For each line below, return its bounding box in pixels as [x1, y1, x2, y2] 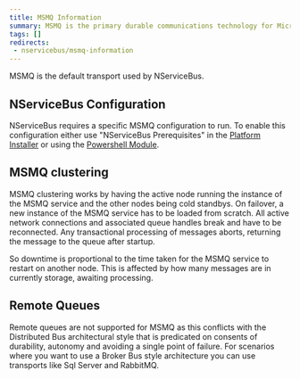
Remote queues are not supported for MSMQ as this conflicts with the [9, 322, 267, 333]
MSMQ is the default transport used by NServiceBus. [9, 70, 204, 81]
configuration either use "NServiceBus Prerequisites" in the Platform [9, 129, 261, 140]
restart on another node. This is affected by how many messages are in [9, 262, 271, 273]
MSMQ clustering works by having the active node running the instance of [9, 188, 283, 199]
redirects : [9, 37, 50, 47]
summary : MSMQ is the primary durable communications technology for [9, 21, 274, 30]
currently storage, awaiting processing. [9, 272, 154, 283]
